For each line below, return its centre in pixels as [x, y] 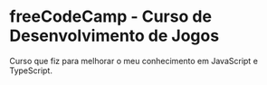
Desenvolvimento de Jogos [114, 36]
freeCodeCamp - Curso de [111, 17]
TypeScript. [31, 71]
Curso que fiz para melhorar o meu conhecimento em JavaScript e [133, 61]
